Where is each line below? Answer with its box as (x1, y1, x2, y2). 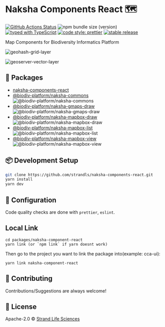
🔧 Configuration (5, 195, 57, 204)
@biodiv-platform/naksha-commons (12, 92, 89, 99)
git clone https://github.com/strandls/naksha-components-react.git (5, 172, 153, 177)
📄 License (5, 303, 37, 311)
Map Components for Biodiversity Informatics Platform (5, 39, 119, 45)
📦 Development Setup (5, 156, 79, 165)
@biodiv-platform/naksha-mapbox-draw (12, 114, 97, 120)
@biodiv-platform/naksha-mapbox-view (12, 135, 96, 142)
